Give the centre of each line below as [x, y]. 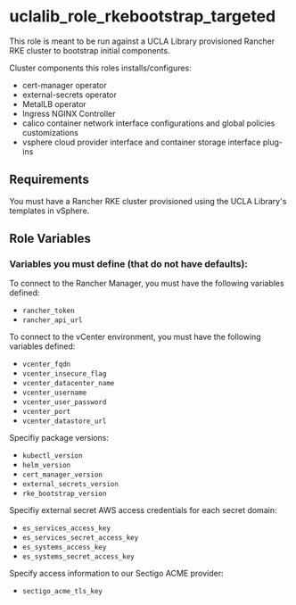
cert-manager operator [64, 85]
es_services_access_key [66, 528]
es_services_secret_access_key [80, 538]
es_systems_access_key [64, 547]
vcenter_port [46, 412]
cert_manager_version [62, 475]
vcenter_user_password [64, 402]
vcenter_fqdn [46, 365]
